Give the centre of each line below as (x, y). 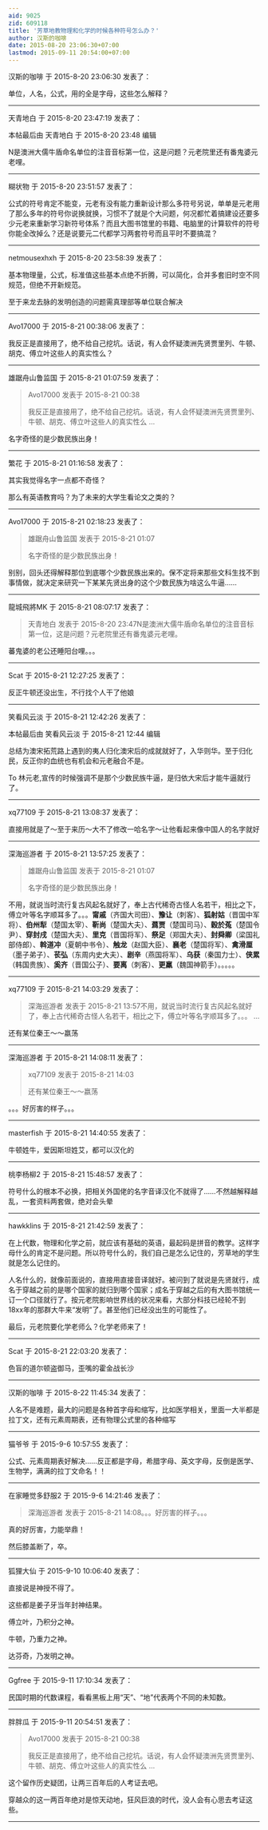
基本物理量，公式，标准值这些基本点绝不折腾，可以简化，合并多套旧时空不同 (134, 275)
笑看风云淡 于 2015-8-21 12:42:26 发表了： (78, 717)
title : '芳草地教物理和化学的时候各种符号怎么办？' (84, 30)
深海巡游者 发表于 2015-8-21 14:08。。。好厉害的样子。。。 (119, 1512)
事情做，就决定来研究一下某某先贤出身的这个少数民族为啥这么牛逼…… (123, 583)
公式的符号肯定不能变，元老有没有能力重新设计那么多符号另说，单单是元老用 (134, 203)
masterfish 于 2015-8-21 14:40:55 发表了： (78, 1133)
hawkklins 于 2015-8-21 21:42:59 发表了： (77, 1226)
